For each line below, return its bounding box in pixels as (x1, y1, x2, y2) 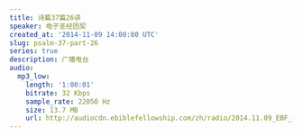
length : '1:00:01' (25, 80, 95, 89)
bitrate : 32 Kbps (25, 88, 91, 97)
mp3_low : (17, 72, 50, 81)
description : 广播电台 (9, 55, 89, 64)
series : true (9, 47, 59, 56)
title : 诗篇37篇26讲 (9, 13, 81, 23)
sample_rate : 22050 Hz (25, 96, 111, 106)
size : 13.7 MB (25, 105, 78, 114)
